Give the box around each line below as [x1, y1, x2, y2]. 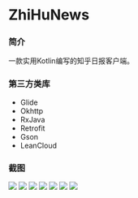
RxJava [19, 114, 45, 124]
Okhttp [19, 105, 44, 115]
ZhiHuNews [8, 6, 90, 24]
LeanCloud [19, 140, 58, 150]
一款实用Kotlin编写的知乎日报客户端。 [8, 56, 134, 66]
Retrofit [19, 123, 45, 133]
